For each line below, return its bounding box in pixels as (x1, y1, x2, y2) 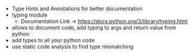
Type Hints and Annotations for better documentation (11, 5, 143, 12)
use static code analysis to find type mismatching (11, 43, 134, 50)
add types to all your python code (11, 37, 95, 43)
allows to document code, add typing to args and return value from (11, 24, 177, 31)
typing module (11, 11, 48, 18)
